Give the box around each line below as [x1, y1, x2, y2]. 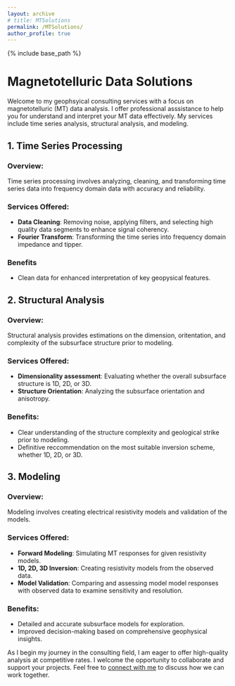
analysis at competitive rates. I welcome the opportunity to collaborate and [7, 656, 224, 664]
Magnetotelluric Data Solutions [7, 74, 193, 90]
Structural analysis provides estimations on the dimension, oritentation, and [7, 331, 227, 339]
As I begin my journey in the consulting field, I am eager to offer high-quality [7, 648, 229, 657]
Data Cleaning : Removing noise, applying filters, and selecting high [17, 218, 213, 226]
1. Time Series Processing [7, 140, 123, 152]
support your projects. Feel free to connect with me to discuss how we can [7, 664, 224, 672]
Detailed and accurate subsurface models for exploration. [17, 620, 185, 628]
